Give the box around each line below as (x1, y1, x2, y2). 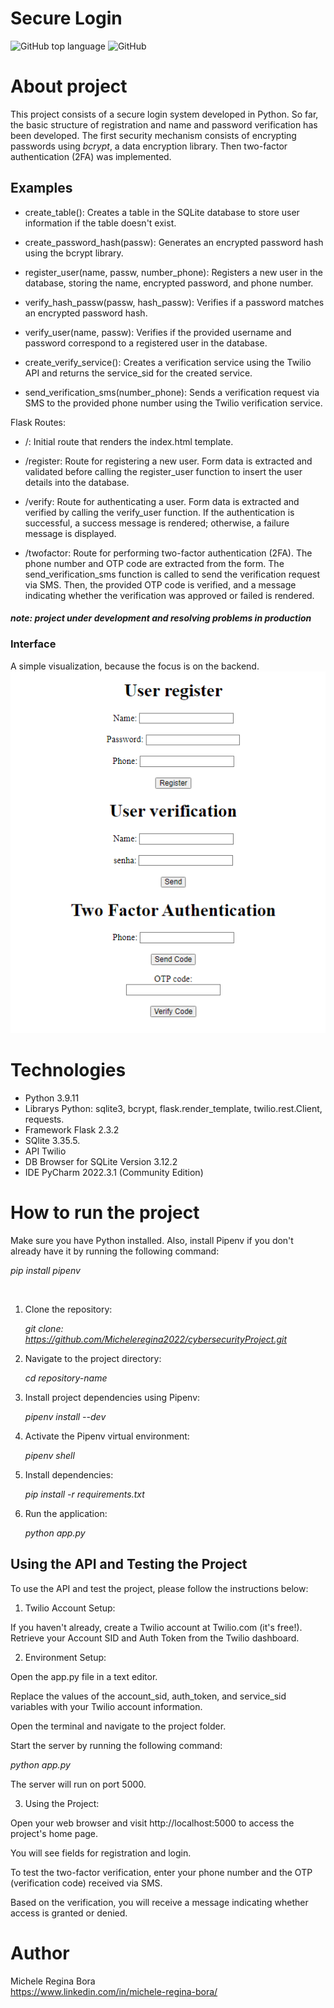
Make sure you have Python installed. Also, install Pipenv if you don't (10, 1235, 294, 1246)
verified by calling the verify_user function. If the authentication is (24, 506, 295, 518)
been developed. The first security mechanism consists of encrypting (10, 129, 297, 141)
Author (10, 1942, 70, 1964)
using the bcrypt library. (24, 247, 124, 259)
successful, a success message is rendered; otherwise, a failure (24, 517, 290, 529)
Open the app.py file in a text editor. (10, 1670, 158, 1682)
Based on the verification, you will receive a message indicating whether (10, 1896, 309, 1908)
